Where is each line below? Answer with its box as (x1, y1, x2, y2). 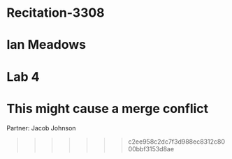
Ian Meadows (6, 37, 87, 53)
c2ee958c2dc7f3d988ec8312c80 (128, 137, 225, 146)
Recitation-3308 (6, 5, 106, 21)
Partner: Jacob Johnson (6, 123, 76, 132)
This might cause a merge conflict (6, 100, 209, 116)
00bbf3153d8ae (128, 144, 175, 153)
